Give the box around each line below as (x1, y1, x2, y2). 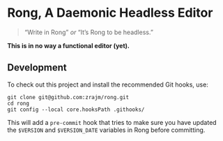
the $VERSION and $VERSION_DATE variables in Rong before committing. (7, 126, 206, 134)
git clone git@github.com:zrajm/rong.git (7, 94, 130, 101)
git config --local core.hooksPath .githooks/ (7, 106, 145, 113)
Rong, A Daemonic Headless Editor (7, 5, 213, 21)
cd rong (7, 100, 30, 107)
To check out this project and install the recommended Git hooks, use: (7, 80, 209, 89)
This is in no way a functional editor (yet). (7, 41, 130, 50)
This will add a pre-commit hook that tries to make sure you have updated (7, 118, 217, 126)
